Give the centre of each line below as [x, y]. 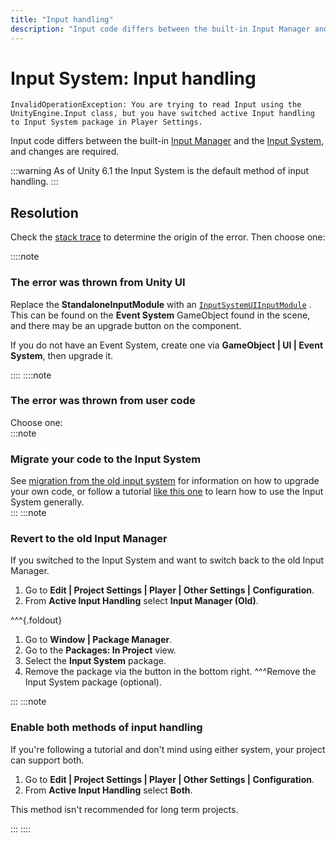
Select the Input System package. [95, 661]
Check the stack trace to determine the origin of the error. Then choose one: [168, 237]
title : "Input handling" [62, 19]
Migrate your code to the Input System [106, 459]
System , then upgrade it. [61, 355]
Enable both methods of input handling [106, 728]
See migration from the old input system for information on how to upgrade [165, 481]
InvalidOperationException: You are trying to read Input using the [156, 105]
